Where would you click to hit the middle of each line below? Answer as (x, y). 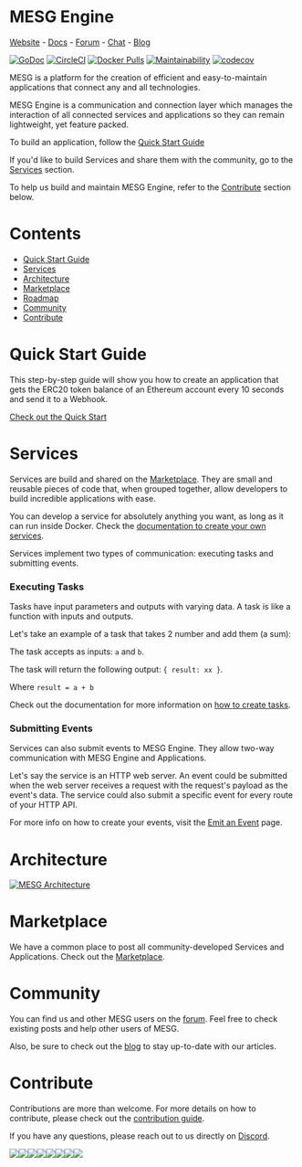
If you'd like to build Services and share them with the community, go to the (151, 159)
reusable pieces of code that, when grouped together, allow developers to (149, 488)
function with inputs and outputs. (72, 616)
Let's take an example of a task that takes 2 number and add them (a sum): (151, 634)
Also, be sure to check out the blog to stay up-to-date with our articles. (143, 1046)
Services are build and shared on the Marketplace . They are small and (141, 479)
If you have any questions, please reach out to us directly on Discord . (140, 1136)
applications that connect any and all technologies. (105, 87)
